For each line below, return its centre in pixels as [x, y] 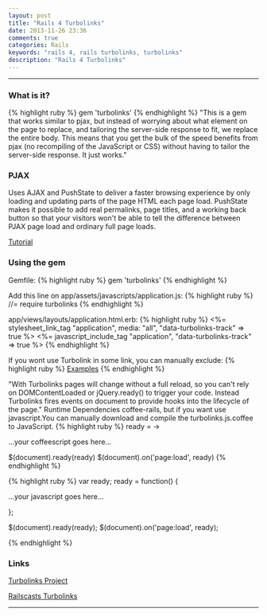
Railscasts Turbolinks [43, 596]
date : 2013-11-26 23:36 [48, 30]
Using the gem [37, 263]
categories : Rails [39, 45]
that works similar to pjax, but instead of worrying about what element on [128, 121]
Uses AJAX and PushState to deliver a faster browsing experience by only [129, 193]
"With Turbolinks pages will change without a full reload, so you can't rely [129, 384]
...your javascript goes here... [56, 496]
